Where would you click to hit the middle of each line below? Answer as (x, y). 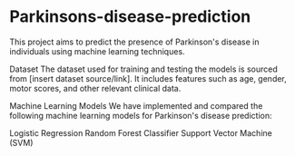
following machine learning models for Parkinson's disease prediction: (141, 115)
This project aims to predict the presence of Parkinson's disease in (135, 42)
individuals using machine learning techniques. (97, 51)
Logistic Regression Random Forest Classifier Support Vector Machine (141, 132)
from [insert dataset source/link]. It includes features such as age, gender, (148, 78)
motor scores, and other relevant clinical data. (95, 88)
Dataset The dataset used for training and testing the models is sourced (144, 69)
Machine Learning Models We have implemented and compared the (136, 105)
